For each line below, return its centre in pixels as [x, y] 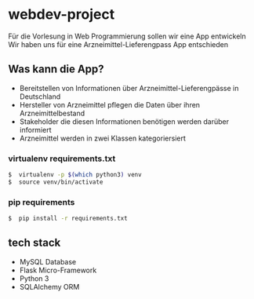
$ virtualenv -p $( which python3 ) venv [75, 175]
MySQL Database [48, 261]
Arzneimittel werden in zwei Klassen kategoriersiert [103, 138]
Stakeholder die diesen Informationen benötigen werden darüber [124, 121]
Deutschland [40, 97]
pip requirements [42, 202]
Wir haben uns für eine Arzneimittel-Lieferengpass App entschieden [118, 44]
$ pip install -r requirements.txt [68, 219]
